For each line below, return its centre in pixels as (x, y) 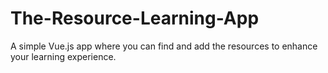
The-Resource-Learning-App (135, 18)
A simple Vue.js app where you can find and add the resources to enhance (164, 46)
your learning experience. (63, 56)
